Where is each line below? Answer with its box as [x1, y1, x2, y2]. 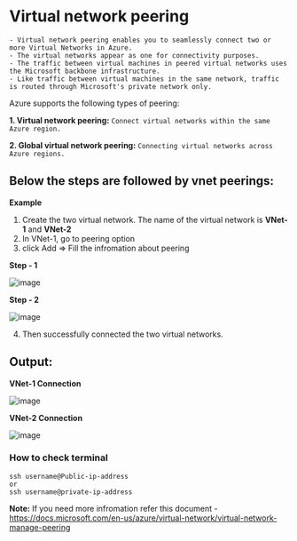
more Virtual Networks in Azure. [9, 43, 133, 52]
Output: [9, 354, 53, 370]
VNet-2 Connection [9, 412, 82, 423]
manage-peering [9, 521, 71, 532]
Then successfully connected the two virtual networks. [21, 329, 223, 339]
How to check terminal [9, 451, 108, 464]
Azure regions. [9, 149, 66, 158]
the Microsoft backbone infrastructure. [9, 67, 161, 76]
